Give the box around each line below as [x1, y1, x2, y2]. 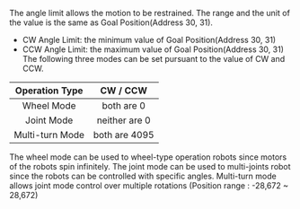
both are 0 [101, 100, 146, 111]
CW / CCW [100, 84, 148, 97]
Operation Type [14, 84, 84, 97]
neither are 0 [96, 114, 151, 126]
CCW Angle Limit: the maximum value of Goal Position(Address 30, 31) [22, 44, 285, 55]
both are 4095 [93, 129, 154, 141]
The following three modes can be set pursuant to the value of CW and [22, 54, 286, 64]
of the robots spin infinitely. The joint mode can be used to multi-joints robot [9, 161, 291, 171]
